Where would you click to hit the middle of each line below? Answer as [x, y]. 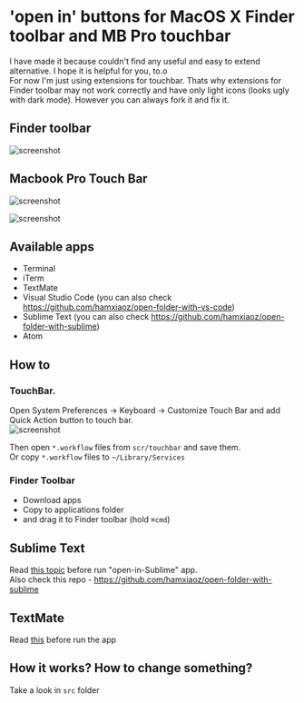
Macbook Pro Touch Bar [78, 179]
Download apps [52, 500]
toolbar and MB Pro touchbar [120, 36]
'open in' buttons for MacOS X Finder [152, 17]
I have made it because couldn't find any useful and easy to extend [135, 61]
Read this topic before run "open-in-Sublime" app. [103, 570]
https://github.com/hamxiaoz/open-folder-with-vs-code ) [129, 307]
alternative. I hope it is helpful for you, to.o [88, 71]
